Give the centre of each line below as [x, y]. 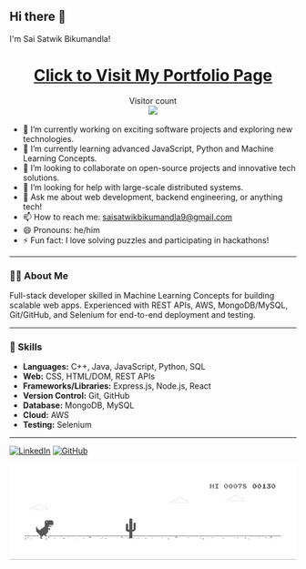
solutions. [41, 178]
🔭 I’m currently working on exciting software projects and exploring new [158, 129]
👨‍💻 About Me [39, 276]
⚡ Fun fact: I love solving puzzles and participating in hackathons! [146, 240]
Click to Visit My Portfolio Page [153, 76]
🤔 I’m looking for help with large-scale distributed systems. [133, 187]
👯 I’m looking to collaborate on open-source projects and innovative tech [159, 168]
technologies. [48, 138]
